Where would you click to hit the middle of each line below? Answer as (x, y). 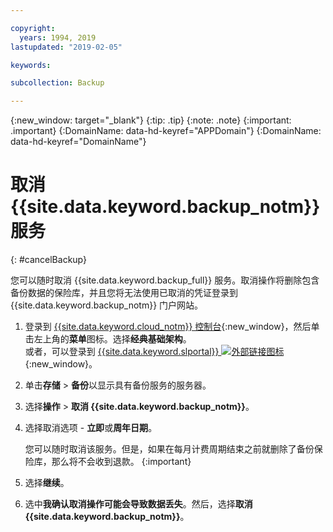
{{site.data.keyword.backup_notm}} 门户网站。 (107, 305)
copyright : (33, 28)
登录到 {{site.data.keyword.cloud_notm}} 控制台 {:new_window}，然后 (168, 327)
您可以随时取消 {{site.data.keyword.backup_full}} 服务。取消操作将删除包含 (165, 280)
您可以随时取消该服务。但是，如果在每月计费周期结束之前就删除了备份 (169, 449)
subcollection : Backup (57, 83)
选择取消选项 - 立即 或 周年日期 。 (91, 428)
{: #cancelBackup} (48, 260)
